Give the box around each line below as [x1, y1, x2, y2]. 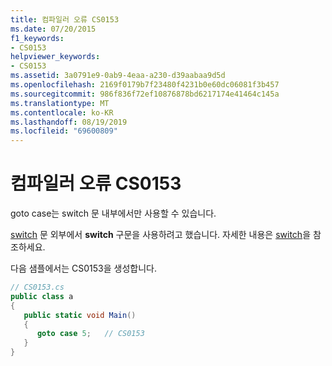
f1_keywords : [10, 33, 65, 43]
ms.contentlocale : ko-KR [10, 107, 114, 118]
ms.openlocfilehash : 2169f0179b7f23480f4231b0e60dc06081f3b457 [10, 80, 280, 90]
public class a [10, 291, 74, 301]
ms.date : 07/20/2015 [10, 24, 97, 34]
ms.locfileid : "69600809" [10, 126, 118, 136]
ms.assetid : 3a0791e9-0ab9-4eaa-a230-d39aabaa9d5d [10, 71, 226, 81]
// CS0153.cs [10, 282, 65, 293]
